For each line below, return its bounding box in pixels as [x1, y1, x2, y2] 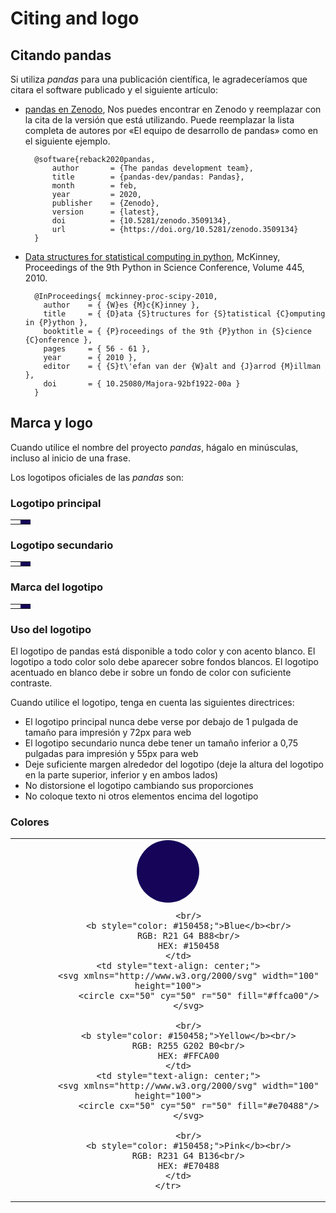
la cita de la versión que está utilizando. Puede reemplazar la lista [24, 114, 295, 126]
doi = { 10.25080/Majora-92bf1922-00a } [43, 379, 241, 389]
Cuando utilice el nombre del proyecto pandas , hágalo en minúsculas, [10, 441, 299, 453]
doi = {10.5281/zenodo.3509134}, [51, 216, 232, 226]
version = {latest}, [51, 207, 160, 217]
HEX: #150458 [157, 940, 220, 952]
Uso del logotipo [10, 622, 92, 636]
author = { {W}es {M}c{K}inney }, [43, 300, 200, 310]
